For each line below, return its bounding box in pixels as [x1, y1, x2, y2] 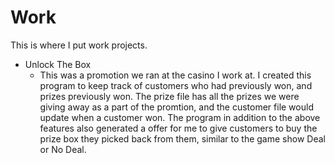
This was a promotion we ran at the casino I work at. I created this [39, 69, 312, 81]
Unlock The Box [24, 58, 92, 70]
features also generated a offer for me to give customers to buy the [39, 122, 318, 134]
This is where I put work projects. [10, 39, 148, 51]
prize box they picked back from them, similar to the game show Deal [39, 132, 326, 145]
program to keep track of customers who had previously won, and [39, 79, 313, 91]
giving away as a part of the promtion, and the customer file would [39, 101, 314, 113]
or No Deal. [39, 143, 87, 155]
